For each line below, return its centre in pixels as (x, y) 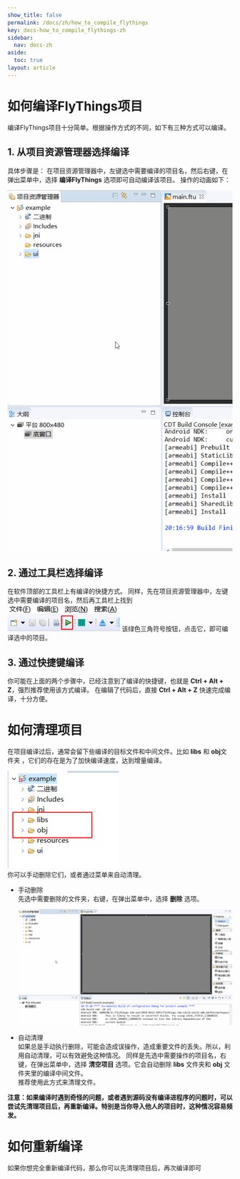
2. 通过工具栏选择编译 (55, 572)
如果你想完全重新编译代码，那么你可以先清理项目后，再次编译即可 (104, 1168)
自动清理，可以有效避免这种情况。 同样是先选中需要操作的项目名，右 (125, 1055)
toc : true (28, 61)
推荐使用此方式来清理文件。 (59, 1082)
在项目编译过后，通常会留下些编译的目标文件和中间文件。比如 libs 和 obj (114, 752)
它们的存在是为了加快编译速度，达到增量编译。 (96, 761)
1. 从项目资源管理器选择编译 (69, 152)
